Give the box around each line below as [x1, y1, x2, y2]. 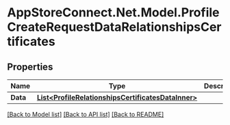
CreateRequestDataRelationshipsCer [7, 19, 222, 35]
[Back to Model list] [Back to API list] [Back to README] [7, 111, 164, 118]
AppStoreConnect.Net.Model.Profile [7, 5, 220, 20]
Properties [7, 61, 53, 72]
